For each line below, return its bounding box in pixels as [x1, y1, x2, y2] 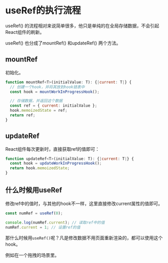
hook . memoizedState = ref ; [10, 108, 68, 113]
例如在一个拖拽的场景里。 [5, 252, 59, 258]
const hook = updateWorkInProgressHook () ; [10, 161, 102, 166]
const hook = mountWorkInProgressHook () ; [10, 89, 100, 94]
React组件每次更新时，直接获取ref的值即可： [5, 146, 100, 152]
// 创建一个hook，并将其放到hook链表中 [10, 84, 85, 90]
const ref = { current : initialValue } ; [10, 103, 97, 108]
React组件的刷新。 [5, 29, 45, 35]
